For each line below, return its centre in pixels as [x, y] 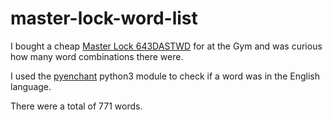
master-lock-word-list [104, 18]
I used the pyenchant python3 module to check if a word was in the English [165, 76]
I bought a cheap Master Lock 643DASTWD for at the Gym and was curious [166, 46]
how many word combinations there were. [97, 56]
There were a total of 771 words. [76, 106]
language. [31, 86]
